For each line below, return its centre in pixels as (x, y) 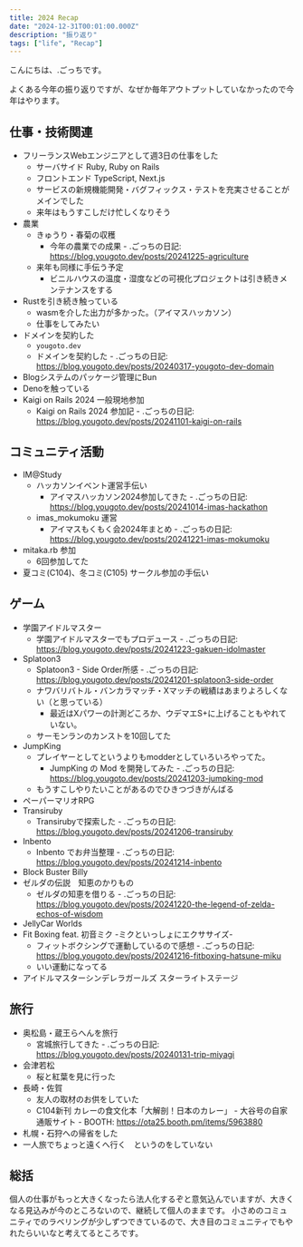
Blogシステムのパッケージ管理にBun (90, 377)
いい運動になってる (71, 966)
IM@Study (42, 474)
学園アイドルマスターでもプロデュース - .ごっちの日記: (137, 638)
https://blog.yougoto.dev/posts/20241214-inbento (129, 862)
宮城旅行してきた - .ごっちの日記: (98, 1044)
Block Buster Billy (55, 872)
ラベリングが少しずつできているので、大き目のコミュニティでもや (171, 1222)
